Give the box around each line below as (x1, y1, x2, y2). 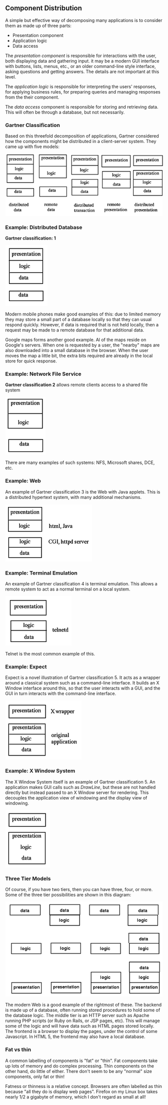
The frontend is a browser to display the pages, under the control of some (5, 1028, 157, 1034)
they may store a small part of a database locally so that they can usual (5, 316, 151, 322)
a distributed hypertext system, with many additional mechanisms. (5, 494, 142, 500)
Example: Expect (5, 663, 47, 670)
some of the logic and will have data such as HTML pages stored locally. (5, 1023, 154, 1029)
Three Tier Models (5, 875, 51, 882)
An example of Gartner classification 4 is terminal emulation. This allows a (5, 580, 157, 586)
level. (5, 73, 16, 79)
